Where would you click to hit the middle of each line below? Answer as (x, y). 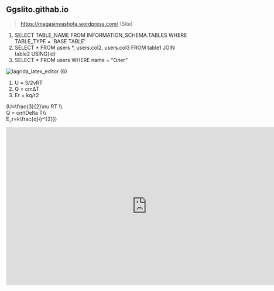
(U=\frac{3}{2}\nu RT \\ (34, 106)
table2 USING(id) (35, 54)
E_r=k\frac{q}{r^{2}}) (32, 119)
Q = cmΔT (27, 89)
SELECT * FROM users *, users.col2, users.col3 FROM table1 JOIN (95, 47)
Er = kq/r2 (27, 95)
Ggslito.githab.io (37, 10)
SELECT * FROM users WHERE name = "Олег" (71, 60)
